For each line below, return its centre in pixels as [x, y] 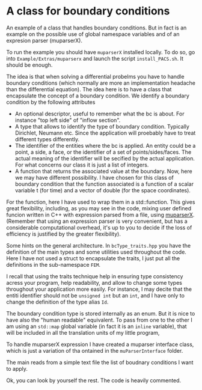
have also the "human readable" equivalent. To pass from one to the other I [99, 320]
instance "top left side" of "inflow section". [68, 120]
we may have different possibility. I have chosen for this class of [94, 177]
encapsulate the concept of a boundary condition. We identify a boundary [98, 96]
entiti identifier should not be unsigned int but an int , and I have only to [96, 295]
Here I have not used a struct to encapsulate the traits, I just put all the [93, 258]
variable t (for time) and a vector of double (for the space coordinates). [103, 190]
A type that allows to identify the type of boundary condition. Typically [102, 126]
